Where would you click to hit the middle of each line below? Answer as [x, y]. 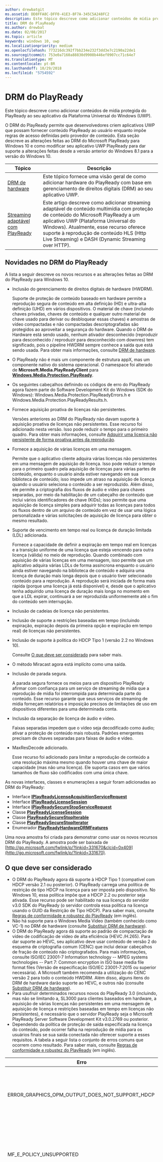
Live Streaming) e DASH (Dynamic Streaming [94, 239]
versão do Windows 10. [28, 156]
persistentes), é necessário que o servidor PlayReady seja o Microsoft [82, 1014]
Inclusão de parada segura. [39, 674]
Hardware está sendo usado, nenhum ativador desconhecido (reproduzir [85, 335]
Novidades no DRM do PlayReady [57, 263]
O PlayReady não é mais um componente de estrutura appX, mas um [81, 359]
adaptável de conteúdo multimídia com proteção [98, 208]
